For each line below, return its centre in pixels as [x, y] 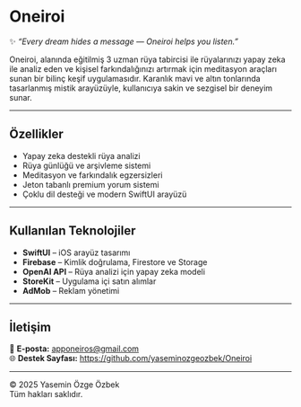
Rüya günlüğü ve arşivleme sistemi [86, 165]
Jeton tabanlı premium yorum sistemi [90, 184]
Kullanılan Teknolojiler [73, 231]
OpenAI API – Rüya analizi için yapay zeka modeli [114, 271]
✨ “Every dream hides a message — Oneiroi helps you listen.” [124, 41]
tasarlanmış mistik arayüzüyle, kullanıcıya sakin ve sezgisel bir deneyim [141, 88]
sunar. [21, 97]
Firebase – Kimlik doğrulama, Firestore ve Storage [115, 261]
